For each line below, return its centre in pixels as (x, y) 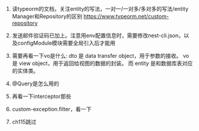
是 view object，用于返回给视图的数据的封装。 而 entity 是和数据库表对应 (102, 63)
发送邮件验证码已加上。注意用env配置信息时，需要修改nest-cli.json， (98, 35)
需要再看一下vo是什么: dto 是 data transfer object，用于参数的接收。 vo (100, 56)
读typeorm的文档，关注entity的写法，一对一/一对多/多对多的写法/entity (100, 9)
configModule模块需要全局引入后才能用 (66, 43)
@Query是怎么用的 (35, 84)
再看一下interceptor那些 (41, 96)
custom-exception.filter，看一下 (52, 109)
